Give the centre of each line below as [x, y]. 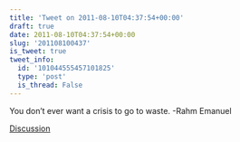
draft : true [32, 26]
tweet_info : [32, 60]
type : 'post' [42, 77]
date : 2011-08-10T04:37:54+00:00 [72, 34]
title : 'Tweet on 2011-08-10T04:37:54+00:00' [96, 18]
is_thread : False [50, 85]
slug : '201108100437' [50, 43]
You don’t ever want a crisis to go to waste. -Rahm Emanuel [121, 110]
